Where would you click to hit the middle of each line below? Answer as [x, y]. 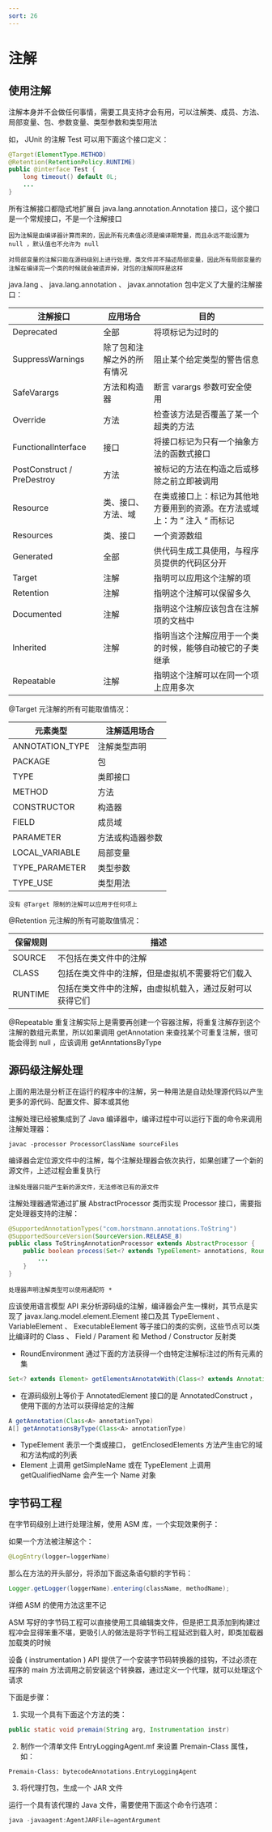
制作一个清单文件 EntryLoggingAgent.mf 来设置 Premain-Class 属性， [136, 1746]
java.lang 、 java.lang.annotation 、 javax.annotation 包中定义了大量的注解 [132, 284]
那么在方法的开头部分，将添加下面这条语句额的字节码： [100, 1573]
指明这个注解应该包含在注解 [206, 608]
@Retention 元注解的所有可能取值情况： [75, 920]
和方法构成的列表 [49, 1455]
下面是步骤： [30, 1697]
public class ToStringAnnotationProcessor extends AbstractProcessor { [132, 1243]
